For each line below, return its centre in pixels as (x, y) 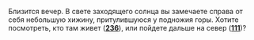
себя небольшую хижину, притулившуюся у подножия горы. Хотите (123, 20)
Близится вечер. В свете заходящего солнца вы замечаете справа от (126, 11)
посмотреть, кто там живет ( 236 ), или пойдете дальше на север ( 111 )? (127, 28)
